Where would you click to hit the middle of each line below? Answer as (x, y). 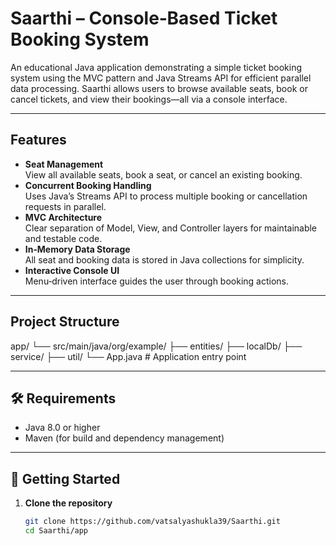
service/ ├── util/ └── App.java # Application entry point (128, 356)
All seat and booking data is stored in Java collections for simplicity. (164, 259)
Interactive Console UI (72, 270)
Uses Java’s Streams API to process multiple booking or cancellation (166, 196)
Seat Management (64, 164)
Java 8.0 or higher (62, 428)
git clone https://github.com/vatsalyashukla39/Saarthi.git (152, 522)
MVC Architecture (63, 217)
